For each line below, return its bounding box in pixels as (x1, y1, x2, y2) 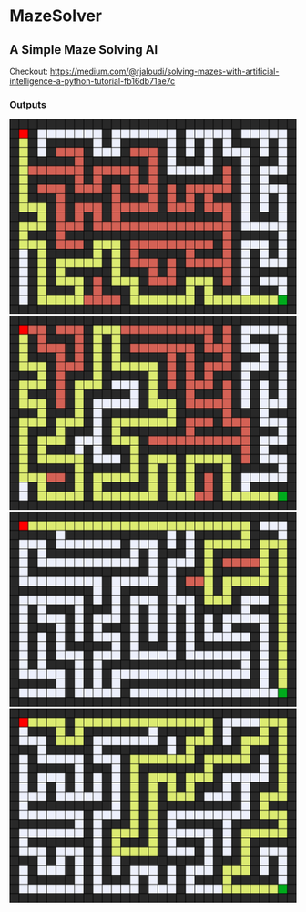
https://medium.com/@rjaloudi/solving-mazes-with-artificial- (49, 66, 280, 77)
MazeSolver (9, 5, 103, 26)
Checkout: (9, 66, 48, 77)
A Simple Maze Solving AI (9, 42, 158, 57)
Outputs (9, 98, 47, 110)
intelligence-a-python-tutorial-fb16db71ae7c (9, 76, 176, 87)
